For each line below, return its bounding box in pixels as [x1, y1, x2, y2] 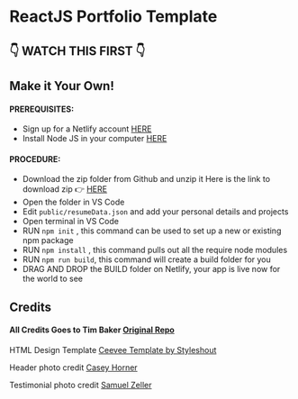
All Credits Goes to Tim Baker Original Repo [9, 324, 176, 335]
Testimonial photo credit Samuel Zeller [9, 379, 152, 390]
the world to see [22, 273, 84, 285]
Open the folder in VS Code [22, 196, 125, 208]
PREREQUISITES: [9, 104, 75, 114]
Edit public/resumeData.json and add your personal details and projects [22, 206, 289, 217]
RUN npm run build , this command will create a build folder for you [22, 254, 272, 265]
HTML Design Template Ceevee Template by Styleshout [9, 344, 217, 355]
